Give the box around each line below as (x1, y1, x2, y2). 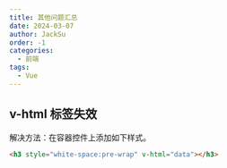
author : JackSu (9, 29, 66, 38)
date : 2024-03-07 (9, 21, 74, 30)
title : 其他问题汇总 (9, 13, 78, 22)
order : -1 (9, 38, 47, 47)
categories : (9, 46, 54, 55)
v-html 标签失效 (9, 106, 98, 122)
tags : (9, 63, 30, 72)
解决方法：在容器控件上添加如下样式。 (9, 131, 151, 143)
